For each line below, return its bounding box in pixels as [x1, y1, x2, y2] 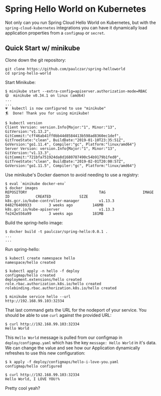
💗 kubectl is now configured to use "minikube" [5, 106, 106, 111]
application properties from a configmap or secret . [5, 30, 105, 36]
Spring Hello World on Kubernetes [5, 3, 146, 15]
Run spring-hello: [5, 246, 40, 252]
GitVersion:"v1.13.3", [5, 150, 51, 155]
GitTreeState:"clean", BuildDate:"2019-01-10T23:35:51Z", [5, 138, 125, 143]
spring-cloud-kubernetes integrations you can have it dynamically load [5, 24, 147, 30]
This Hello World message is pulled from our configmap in [5, 334, 123, 340]
